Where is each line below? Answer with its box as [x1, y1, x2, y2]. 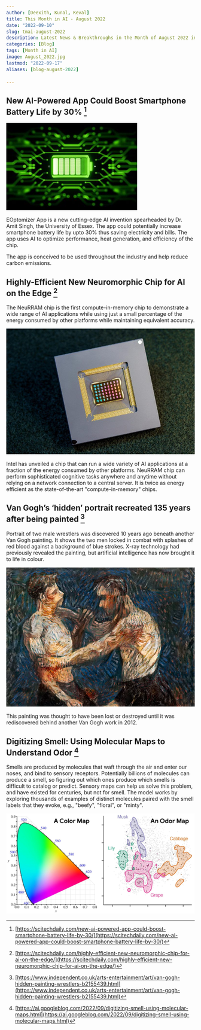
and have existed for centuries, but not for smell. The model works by [6, 789, 178, 796]
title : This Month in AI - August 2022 [6, 16, 106, 22]
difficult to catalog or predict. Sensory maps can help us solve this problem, [6, 782, 193, 790]
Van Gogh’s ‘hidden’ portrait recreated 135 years [6, 503, 191, 513]
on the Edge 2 [6, 286, 58, 298]
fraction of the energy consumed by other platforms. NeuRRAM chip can [6, 467, 185, 474]
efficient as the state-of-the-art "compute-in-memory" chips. [6, 486, 157, 493]
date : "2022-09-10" [6, 22, 55, 28]
